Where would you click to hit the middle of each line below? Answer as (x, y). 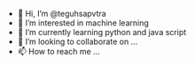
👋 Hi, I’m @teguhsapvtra (62, 14)
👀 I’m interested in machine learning (83, 23)
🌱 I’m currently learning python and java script (102, 32)
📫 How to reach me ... (58, 51)
